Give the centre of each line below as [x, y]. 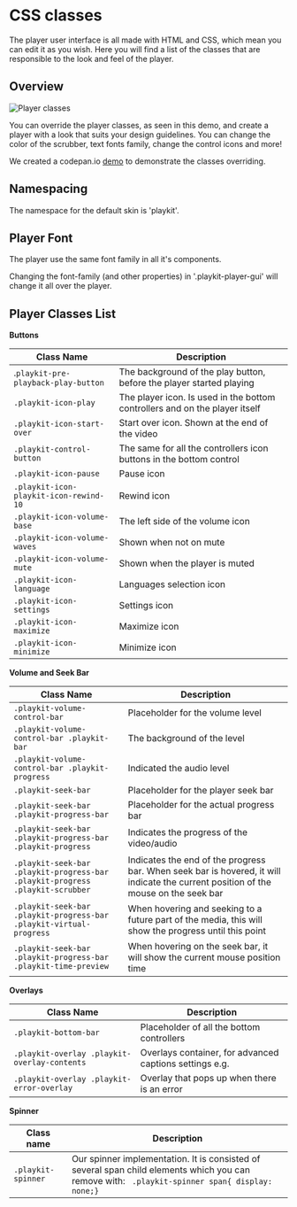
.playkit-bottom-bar [57, 1033]
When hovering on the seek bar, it [198, 947]
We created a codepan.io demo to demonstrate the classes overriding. [137, 161]
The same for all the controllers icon [194, 448]
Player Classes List [63, 314]
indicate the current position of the [200, 882]
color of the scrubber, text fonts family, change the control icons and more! [146, 143]
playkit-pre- [43, 374]
